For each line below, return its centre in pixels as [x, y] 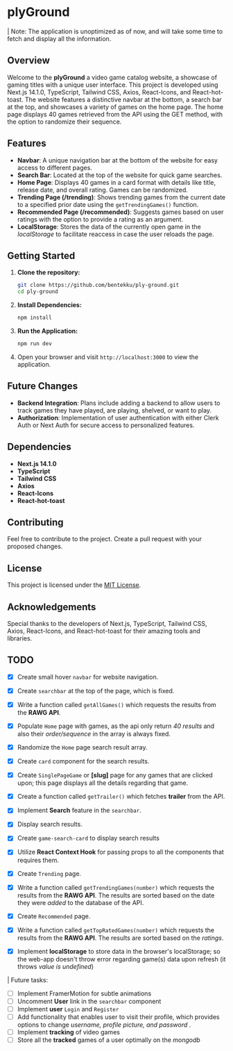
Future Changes [43, 386]
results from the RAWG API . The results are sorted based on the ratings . [120, 938]
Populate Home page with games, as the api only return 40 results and [116, 726]
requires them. [38, 860]
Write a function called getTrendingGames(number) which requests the [116, 887]
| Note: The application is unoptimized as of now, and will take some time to [115, 31]
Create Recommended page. [54, 916]
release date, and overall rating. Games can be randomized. [103, 190]
